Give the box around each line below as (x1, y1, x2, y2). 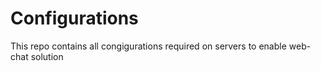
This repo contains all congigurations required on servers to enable (10, 40, 287, 52)
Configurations (10, 7, 139, 30)
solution (30, 50, 64, 62)
